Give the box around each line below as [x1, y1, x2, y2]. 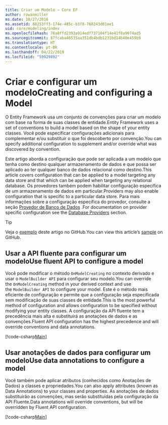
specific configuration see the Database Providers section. [5, 210, 127, 216]
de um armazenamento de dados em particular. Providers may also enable [5, 188, 159, 194]
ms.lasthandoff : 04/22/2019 [5, 49, 65, 54]
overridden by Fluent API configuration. [5, 404, 87, 410]
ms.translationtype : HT [5, 40, 55, 45]
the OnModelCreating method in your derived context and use [5, 281, 132, 287]
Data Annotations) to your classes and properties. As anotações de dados [5, 388, 159, 394]
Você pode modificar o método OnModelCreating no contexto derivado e [5, 270, 154, 276]
